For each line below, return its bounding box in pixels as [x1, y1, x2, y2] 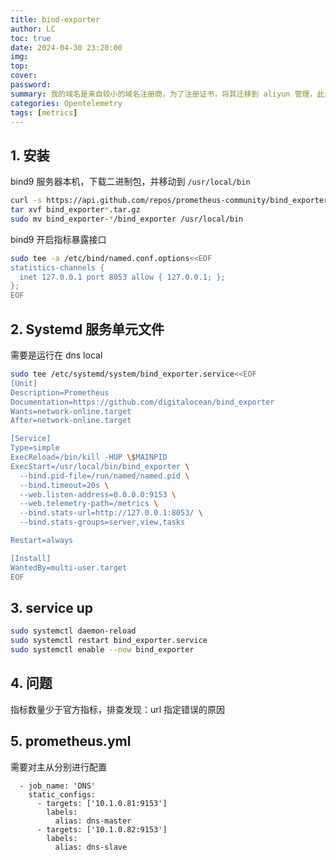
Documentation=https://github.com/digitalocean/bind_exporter [10, 397, 275, 407]
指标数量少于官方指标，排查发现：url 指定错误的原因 [10, 703, 226, 715]
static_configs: [28, 789, 97, 800]
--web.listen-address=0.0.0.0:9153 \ [19, 489, 177, 500]
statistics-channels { [10, 262, 105, 273]
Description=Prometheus [10, 387, 110, 398]
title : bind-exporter [10, 14, 101, 25]
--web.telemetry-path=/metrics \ [19, 499, 159, 509]
